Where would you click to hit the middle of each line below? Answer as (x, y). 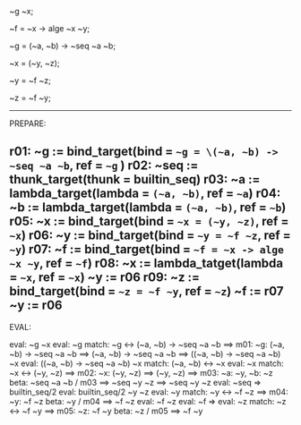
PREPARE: (28, 123)
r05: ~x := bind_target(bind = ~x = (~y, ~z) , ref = (149, 221)
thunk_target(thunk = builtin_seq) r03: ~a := (135, 179)
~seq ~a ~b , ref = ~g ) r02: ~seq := (104, 166)
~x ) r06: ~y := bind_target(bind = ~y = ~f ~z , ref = (150, 236)
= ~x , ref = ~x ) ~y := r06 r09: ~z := (104, 278)
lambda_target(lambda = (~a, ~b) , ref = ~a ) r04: (145, 194)
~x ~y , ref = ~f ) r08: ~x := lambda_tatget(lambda (146, 263)
